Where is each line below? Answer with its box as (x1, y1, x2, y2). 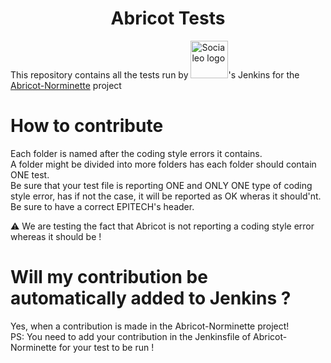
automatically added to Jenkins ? (10, 287, 292, 310)
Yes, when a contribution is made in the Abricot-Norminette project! (10, 320, 290, 332)
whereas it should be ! (10, 230, 102, 242)
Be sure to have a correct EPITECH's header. (10, 200, 195, 212)
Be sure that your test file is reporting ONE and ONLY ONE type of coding (10, 179, 313, 191)
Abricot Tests (110, 7, 226, 30)
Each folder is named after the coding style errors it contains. (10, 147, 263, 159)
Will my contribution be (10, 266, 208, 289)
